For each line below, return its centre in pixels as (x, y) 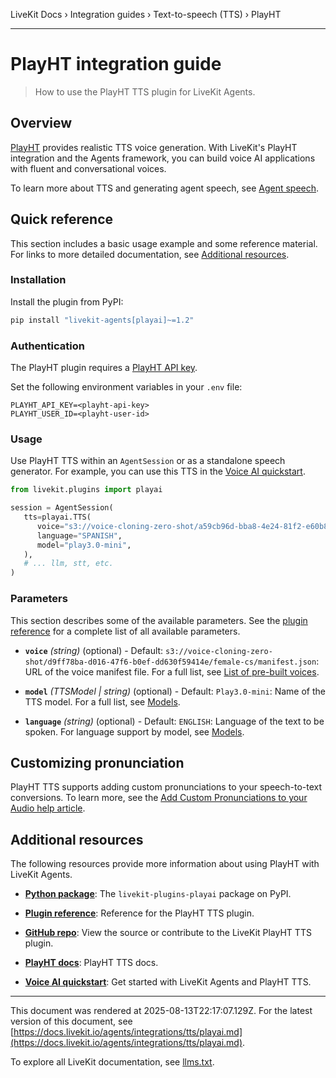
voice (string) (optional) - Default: (94, 650)
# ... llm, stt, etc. (68, 564)
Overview (41, 123)
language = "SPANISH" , (79, 535)
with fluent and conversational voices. (88, 168)
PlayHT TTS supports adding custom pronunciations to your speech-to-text (166, 787)
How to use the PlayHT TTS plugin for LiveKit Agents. (145, 91)
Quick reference (62, 219)
